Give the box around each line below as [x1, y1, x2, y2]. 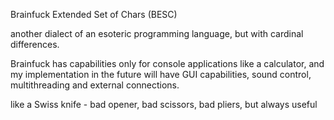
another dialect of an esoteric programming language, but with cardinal [10, 28, 304, 39]
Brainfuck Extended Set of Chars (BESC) [10, 9, 178, 20]
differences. [10, 39, 60, 50]
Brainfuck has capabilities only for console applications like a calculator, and [10, 58, 325, 69]
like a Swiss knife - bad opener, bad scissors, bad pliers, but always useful [10, 99, 318, 110]
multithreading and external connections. [10, 79, 180, 91]
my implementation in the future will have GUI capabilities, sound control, [10, 69, 312, 80]
